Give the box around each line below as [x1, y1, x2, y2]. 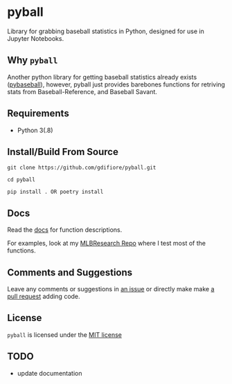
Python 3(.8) [17, 126, 53, 134]
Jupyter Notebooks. [7, 34, 64, 42]
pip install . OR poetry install [7, 188, 104, 196]
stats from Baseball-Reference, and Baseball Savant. [7, 87, 158, 95]
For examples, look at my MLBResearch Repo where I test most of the [7, 239, 206, 248]
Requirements [7, 108, 69, 120]
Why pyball [7, 55, 58, 66]
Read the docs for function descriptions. [7, 226, 123, 234]
